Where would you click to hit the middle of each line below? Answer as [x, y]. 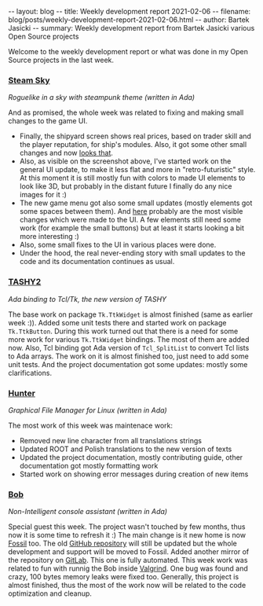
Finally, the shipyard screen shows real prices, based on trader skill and [135, 136]
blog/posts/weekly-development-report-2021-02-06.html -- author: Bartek [129, 20]
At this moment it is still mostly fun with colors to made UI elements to [132, 178]
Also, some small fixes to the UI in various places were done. [118, 245]
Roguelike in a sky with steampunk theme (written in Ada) [101, 97]
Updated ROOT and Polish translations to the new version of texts [126, 449]
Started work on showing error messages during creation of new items [134, 474]
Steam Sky [29, 80]
